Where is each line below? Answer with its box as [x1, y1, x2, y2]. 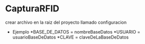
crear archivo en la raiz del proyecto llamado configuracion [5, 19, 126, 25]
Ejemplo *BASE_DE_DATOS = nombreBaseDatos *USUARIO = [12, 29, 140, 35]
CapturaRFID [5, 3, 59, 14]
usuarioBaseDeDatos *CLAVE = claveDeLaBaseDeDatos [12, 34, 129, 40]
